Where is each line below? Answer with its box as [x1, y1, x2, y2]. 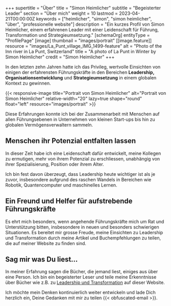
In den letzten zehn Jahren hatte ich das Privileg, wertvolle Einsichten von [5, 64, 161, 70]
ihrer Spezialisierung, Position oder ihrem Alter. [5, 161, 104, 167]
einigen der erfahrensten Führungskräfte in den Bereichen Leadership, [5, 69, 155, 75]
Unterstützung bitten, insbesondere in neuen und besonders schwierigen [5, 223, 159, 230]
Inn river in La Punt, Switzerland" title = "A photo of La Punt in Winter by [5, 49, 157, 54]
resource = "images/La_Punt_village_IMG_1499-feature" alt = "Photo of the [5, 43, 162, 49]
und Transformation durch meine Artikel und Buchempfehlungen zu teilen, [5, 235, 161, 241]
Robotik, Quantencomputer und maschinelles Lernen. [5, 182, 117, 188]
